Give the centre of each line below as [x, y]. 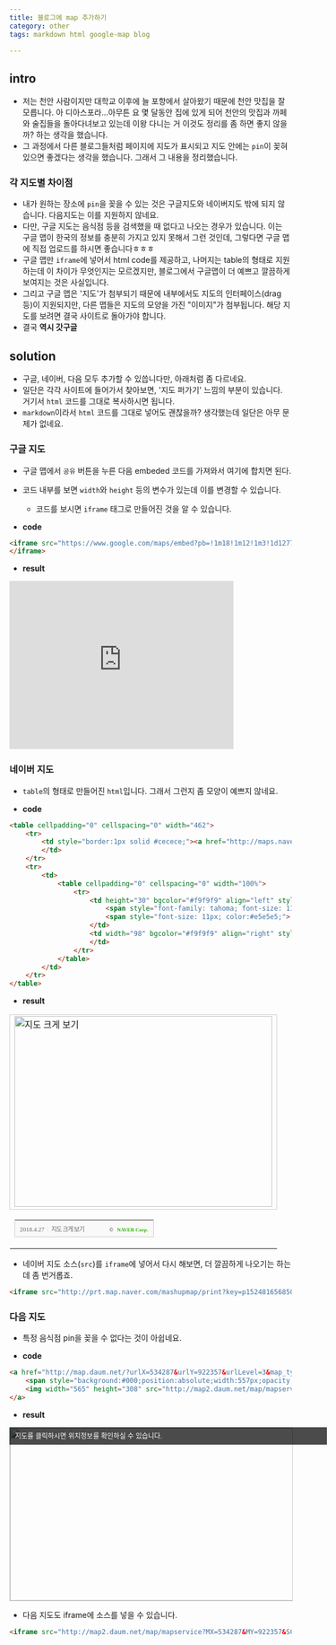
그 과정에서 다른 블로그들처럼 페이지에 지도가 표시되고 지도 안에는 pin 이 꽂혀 [155, 146]
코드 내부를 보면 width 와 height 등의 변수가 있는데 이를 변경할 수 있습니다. [151, 489]
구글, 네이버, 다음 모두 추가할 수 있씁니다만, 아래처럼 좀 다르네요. [134, 379]
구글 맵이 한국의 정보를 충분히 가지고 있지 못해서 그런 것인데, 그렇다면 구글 [151, 238]
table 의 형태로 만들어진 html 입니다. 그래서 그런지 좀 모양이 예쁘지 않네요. [150, 791]
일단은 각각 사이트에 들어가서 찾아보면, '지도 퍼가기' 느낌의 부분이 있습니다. [152, 390]
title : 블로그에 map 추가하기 [58, 17]
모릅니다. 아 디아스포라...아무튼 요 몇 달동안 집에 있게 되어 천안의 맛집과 [146, 112]
